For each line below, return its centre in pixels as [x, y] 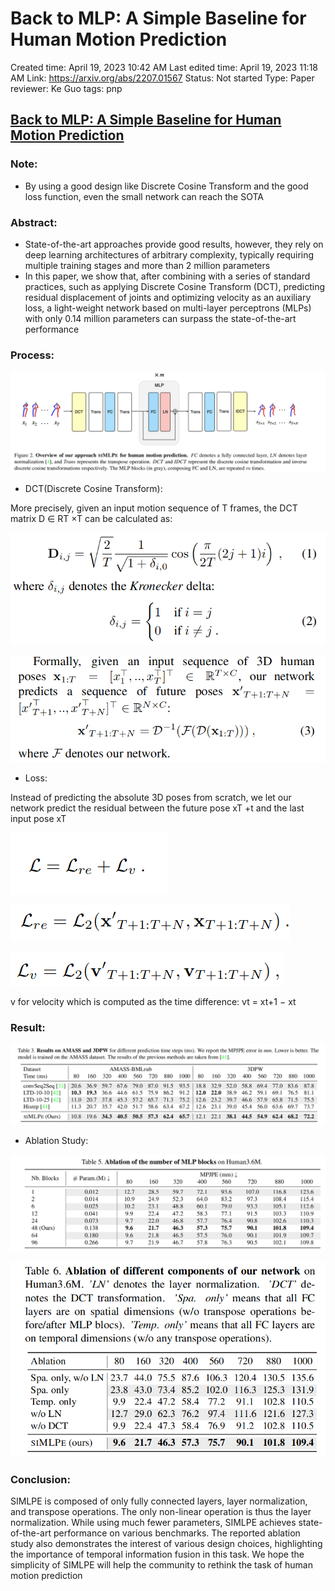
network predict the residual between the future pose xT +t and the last [157, 808]
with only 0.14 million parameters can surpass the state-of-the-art [160, 318]
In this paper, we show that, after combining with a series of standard [167, 276]
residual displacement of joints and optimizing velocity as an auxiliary [168, 297]
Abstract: [34, 222]
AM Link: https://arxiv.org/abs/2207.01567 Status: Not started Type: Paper [162, 78]
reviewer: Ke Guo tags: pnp [66, 88]
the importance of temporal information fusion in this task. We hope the [157, 1554]
